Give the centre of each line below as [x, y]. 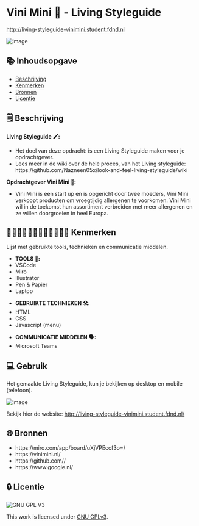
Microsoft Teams [36, 346]
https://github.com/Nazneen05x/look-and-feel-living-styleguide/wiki [101, 170]
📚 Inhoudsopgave [42, 61]
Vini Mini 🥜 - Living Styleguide [84, 13]
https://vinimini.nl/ [38, 454]
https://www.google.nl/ [44, 467]
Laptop [24, 291]
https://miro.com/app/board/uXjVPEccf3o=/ [70, 448]
